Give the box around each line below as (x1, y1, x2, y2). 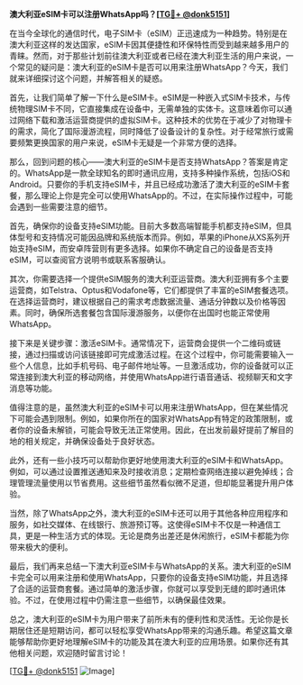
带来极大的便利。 (9, 542, 73, 553)
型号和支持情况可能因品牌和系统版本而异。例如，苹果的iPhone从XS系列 (16, 232, 282, 242)
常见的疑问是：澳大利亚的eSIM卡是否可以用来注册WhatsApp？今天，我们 (16, 62, 289, 72)
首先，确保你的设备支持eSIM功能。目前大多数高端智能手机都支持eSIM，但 (9, 221, 285, 231)
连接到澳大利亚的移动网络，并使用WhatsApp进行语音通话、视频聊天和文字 (16, 371, 293, 382)
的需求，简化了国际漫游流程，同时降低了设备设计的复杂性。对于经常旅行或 (9, 126, 286, 136)
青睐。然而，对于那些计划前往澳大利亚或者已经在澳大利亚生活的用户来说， (9, 50, 286, 61)
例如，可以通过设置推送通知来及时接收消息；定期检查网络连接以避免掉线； (9, 466, 286, 477)
